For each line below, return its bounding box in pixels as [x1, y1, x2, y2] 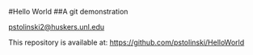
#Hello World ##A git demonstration [8, 7, 129, 16]
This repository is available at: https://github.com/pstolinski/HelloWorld [8, 37, 245, 47]
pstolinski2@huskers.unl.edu [8, 22, 105, 31]
